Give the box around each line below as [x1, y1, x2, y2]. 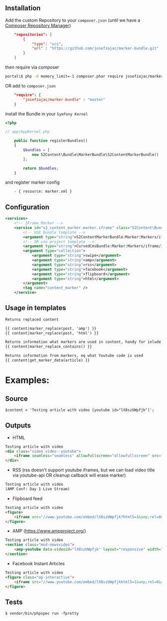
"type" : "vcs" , [31, 41, 64, 46]
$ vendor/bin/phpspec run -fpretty [5, 611, 79, 616]
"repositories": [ [14, 32, 52, 37]
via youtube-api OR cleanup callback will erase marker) [12, 472, 126, 478]
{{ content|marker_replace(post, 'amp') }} [5, 326, 97, 331]
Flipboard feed [12, 495, 43, 502]
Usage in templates [5, 304, 66, 312]
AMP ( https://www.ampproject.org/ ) [12, 528, 86, 534]
